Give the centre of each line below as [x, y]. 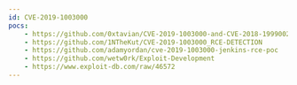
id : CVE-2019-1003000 [48, 17]
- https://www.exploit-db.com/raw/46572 [100, 67]
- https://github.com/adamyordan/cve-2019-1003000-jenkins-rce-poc [151, 50]
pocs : [18, 26]
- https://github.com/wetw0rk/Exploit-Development [120, 58]
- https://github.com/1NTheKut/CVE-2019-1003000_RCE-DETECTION [144, 42]
